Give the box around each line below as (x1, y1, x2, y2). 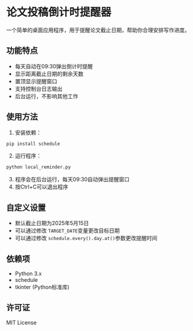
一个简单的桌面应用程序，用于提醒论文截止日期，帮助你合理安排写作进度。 (6, 26, 190, 34)
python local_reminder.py (6, 164, 71, 171)
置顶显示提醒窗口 (14, 77, 58, 84)
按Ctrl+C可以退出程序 (14, 183, 68, 190)
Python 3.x (14, 270, 42, 277)
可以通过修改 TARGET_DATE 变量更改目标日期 (14, 227, 120, 234)
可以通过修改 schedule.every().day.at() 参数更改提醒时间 (14, 235, 158, 242)
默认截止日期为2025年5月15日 (14, 220, 89, 227)
